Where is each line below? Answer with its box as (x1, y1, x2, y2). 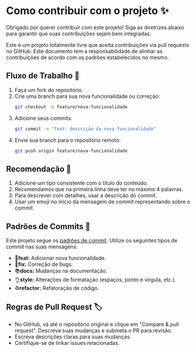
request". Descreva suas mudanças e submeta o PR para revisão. (14, 327, 173, 334)
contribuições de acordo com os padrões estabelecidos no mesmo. (6, 54, 169, 61)
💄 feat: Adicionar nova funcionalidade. (14, 255, 106, 261)
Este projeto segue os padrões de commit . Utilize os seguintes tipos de (6, 237, 178, 244)
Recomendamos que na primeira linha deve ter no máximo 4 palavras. (14, 186, 184, 193)
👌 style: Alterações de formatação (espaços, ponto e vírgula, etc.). (14, 276, 177, 283)
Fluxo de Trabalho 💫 (6, 71, 80, 81)
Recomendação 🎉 (6, 164, 71, 174)
